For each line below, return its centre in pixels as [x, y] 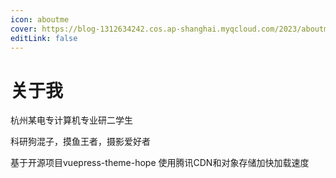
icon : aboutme [40, 19]
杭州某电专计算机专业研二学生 [71, 120]
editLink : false [44, 38]
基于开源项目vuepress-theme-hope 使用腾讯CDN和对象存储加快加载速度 [160, 163]
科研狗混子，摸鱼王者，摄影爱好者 [80, 142]
